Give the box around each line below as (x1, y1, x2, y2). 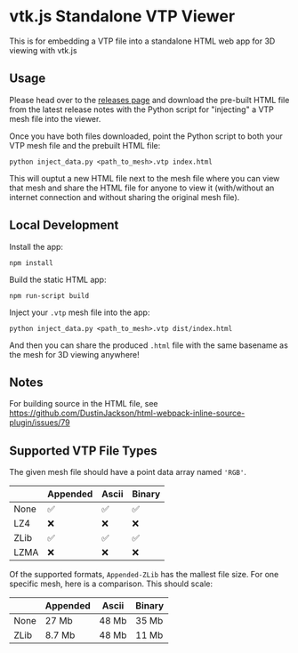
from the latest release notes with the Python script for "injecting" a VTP (9, 104, 274, 115)
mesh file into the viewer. (9, 113, 101, 124)
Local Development (9, 218, 119, 233)
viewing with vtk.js (9, 44, 77, 55)
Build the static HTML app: (9, 274, 107, 285)
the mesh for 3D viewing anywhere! (9, 349, 140, 359)
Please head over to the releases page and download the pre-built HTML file (9, 94, 290, 105)
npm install (9, 258, 53, 268)
